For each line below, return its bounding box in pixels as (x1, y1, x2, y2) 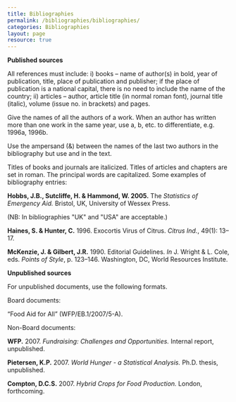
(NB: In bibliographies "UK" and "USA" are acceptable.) (7, 213, 168, 221)
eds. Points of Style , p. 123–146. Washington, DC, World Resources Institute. (7, 255, 228, 264)
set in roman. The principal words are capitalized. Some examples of (7, 171, 206, 179)
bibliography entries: (7, 178, 68, 187)
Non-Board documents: (7, 324, 76, 332)
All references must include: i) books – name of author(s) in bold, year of (7, 70, 218, 78)
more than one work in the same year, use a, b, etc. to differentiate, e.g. (7, 121, 215, 129)
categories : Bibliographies (7, 23, 90, 30)
